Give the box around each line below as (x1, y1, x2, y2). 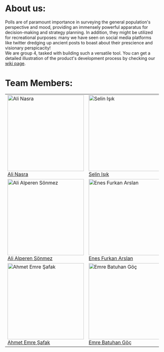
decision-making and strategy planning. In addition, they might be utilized (5, 29, 153, 35)
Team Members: (5, 78, 73, 89)
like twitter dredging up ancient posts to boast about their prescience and (5, 39, 153, 45)
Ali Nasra (7, 171, 28, 177)
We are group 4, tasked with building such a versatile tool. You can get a (5, 50, 150, 56)
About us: (5, 3, 46, 14)
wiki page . (5, 60, 26, 66)
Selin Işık (88, 171, 109, 177)
